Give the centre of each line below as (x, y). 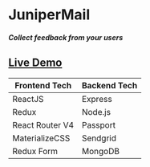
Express (97, 99)
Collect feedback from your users (66, 37)
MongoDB (101, 151)
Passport (99, 124)
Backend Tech (109, 85)
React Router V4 (43, 124)
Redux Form (35, 151)
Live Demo (35, 63)
